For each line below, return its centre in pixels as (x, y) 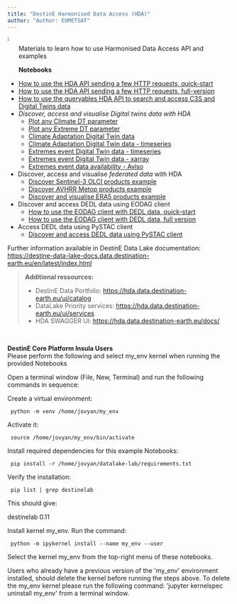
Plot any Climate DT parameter (73, 121)
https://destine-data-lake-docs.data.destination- (78, 256)
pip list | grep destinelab (52, 490)
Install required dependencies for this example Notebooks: (93, 451)
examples (33, 56)
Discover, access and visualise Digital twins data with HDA (105, 114)
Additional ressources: (59, 277)
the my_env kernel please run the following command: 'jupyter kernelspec (115, 586)
